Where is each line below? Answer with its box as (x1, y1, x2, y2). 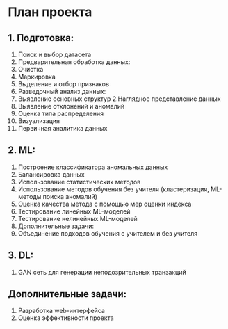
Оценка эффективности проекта (17, 314, 114, 322)
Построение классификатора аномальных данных (17, 163, 168, 171)
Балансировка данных (17, 170, 85, 178)
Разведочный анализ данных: (17, 88, 106, 95)
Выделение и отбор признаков (17, 80, 110, 88)
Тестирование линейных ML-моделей (17, 207, 131, 216)
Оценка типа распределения (17, 109, 104, 118)
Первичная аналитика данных (17, 125, 108, 132)
